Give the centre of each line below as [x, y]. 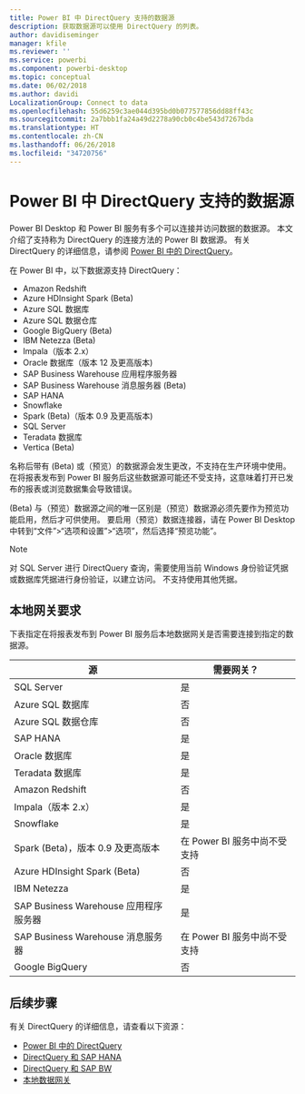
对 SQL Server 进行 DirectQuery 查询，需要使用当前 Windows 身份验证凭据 [149, 567]
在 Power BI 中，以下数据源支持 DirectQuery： [96, 270]
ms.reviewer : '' [40, 52]
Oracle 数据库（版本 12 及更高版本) [88, 362]
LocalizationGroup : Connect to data [79, 102]
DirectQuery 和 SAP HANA [72, 1058]
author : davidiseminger [54, 35]
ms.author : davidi [44, 94]
